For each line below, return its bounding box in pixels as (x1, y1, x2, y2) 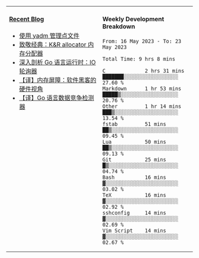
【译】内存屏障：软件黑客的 (19, 76, 97, 84)
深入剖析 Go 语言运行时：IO (19, 58, 96, 66)
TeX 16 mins (102, 192, 166, 198)
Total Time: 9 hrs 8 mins (102, 56, 176, 62)
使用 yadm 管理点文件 (19, 31, 80, 40)
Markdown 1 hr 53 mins (102, 85, 182, 92)
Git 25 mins (102, 156, 166, 163)
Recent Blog (9, 15, 44, 23)
